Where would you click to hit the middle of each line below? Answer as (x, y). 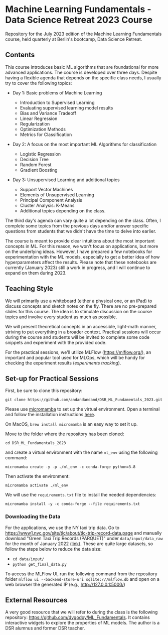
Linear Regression (39, 118)
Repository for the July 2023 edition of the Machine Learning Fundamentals (83, 34)
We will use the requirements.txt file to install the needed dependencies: (81, 495)
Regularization (35, 123)
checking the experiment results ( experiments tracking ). (63, 363)
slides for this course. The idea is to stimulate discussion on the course (78, 311)
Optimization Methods (43, 129)
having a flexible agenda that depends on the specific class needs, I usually (83, 78)
